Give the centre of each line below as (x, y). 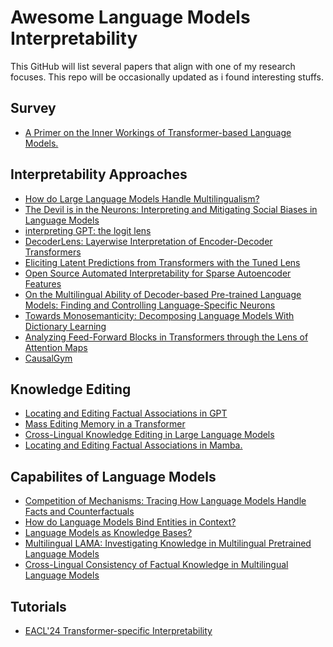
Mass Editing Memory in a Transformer (105, 424)
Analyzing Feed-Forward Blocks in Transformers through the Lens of (166, 337)
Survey (33, 108)
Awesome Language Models (130, 17)
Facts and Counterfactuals (79, 512)
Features (43, 283)
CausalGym (48, 358)
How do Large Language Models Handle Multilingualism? (142, 198)
